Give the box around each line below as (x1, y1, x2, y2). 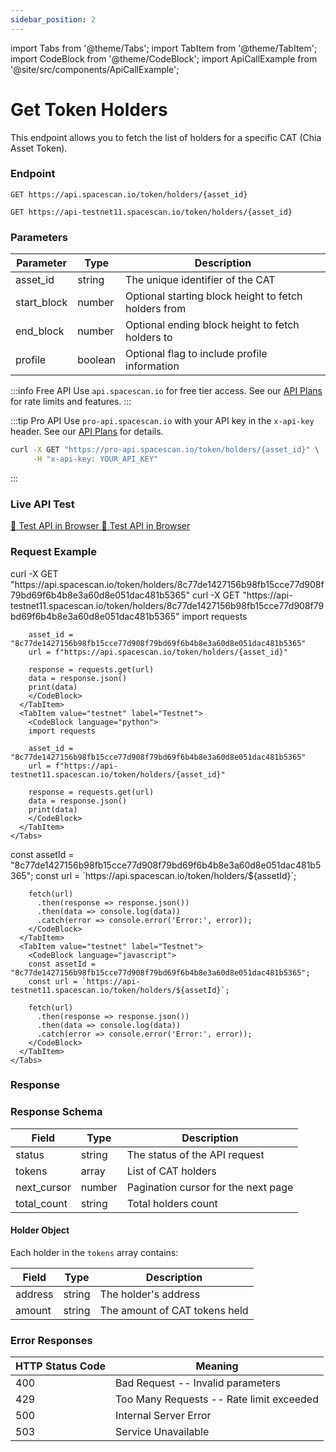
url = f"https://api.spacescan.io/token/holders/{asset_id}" (28, 647, 288, 657)
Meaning (195, 1359, 239, 1373)
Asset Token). (10, 142, 68, 154)
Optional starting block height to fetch (125, 289, 303, 303)
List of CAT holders (126, 1164, 217, 1178)
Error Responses (10, 1333, 93, 1347)
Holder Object (10, 1224, 70, 1236)
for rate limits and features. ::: (10, 396, 132, 408)
